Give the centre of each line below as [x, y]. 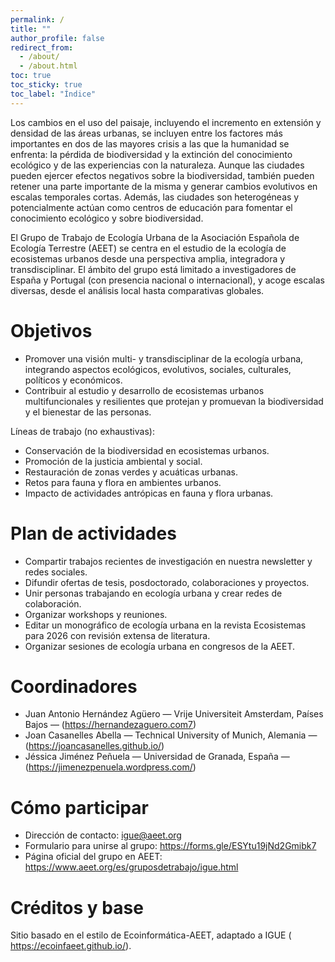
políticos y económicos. [73, 380]
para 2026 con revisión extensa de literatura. [117, 635]
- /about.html [48, 66]
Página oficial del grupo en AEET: [93, 857]
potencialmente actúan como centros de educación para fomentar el [151, 207]
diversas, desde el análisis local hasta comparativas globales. [137, 290]
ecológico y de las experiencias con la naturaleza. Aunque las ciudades [157, 165]
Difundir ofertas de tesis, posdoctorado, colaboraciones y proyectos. [167, 582]
